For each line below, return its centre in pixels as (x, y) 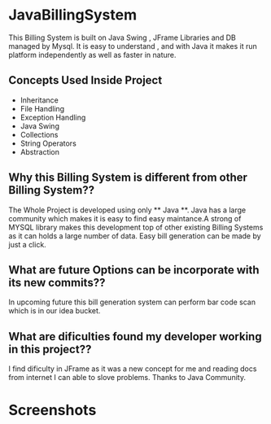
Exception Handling (53, 117)
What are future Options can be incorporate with (134, 270)
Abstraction (39, 151)
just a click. (27, 244)
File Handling (42, 108)
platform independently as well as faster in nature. (92, 55)
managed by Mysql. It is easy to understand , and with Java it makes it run (133, 46)
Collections (39, 134)
